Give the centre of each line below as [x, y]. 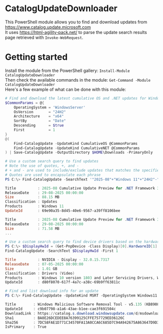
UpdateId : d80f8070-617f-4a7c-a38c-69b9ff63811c [63, 282]
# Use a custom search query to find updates [52, 161]
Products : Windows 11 [34, 206]
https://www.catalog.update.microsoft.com [48, 27]
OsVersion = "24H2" [40, 112]
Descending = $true [39, 125]
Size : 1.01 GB [31, 269]
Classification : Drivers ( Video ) [40, 273]
